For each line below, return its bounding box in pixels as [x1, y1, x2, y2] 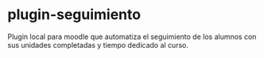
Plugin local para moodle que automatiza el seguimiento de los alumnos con [7, 32, 257, 41]
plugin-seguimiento [7, 6, 141, 24]
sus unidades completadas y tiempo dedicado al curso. [7, 40, 188, 49]
